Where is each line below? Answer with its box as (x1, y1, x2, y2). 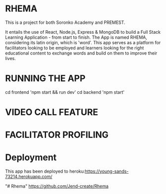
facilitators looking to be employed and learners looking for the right (5, 45, 144, 51)
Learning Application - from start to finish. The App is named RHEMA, (5, 34, 148, 40)
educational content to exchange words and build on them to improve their (5, 50, 158, 56)
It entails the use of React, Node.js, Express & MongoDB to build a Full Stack (5, 29, 161, 35)
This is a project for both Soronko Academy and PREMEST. (5, 19, 125, 25)
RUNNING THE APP (5, 73, 86, 84)
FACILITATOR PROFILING (5, 129, 109, 140)
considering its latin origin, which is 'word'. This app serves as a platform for (5, 39, 161, 45)
